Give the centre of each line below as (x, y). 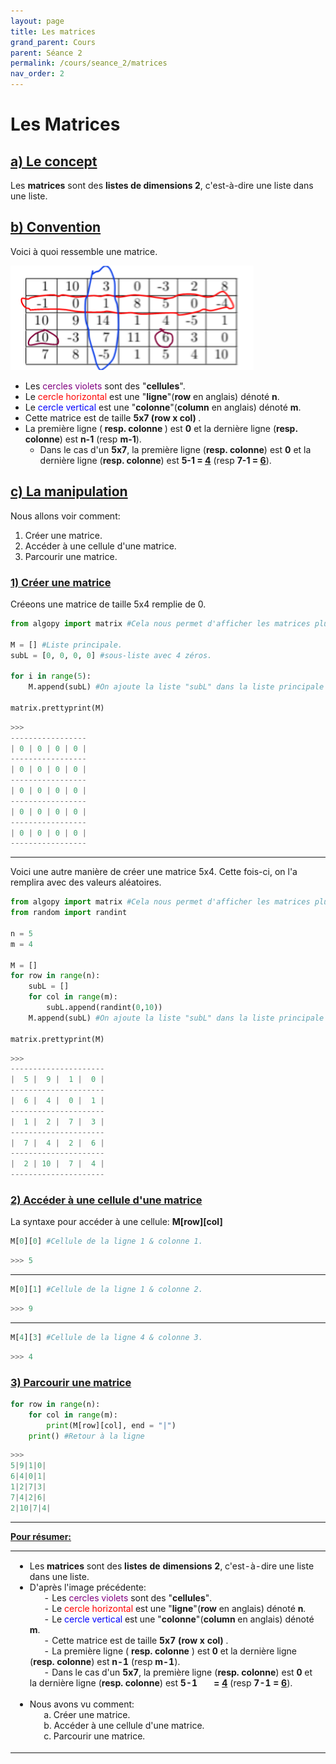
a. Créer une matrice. (87, 1715)
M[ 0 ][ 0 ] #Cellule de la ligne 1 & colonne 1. (106, 1241)
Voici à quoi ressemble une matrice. (84, 251)
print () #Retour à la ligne (86, 1436)
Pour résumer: (41, 1536)
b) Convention (56, 227)
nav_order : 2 (37, 74)
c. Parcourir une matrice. (94, 1736)
